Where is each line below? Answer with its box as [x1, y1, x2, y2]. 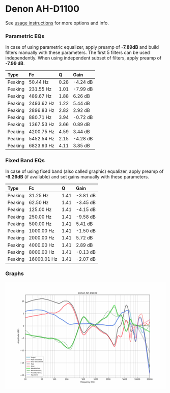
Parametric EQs [5, 33, 45, 40]
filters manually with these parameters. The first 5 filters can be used [5, 49, 150, 56]
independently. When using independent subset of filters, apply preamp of [5, 55, 162, 61]
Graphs [5, 270, 24, 277]
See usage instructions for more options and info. [5, 20, 109, 26]
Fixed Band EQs [5, 157, 45, 164]
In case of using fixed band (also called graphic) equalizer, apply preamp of [5, 168, 164, 174]
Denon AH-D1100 [5, 3, 80, 15]
